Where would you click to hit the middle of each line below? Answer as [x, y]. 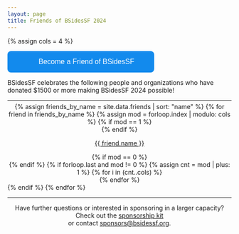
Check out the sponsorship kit [119, 215]
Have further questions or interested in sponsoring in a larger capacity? [119, 208]
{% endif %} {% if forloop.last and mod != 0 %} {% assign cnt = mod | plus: [119, 164]
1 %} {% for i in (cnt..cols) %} [119, 172]
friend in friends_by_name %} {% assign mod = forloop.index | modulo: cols [119, 114]
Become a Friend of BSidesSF [87, 61]
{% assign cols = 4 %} [40, 41]
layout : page [27, 14]
